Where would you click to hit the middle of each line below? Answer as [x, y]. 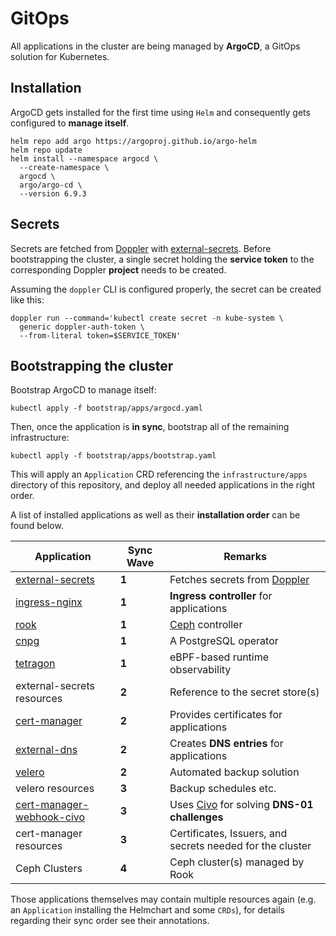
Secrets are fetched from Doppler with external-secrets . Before [141, 248]
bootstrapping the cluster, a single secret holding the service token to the [162, 259]
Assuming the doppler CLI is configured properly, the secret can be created [166, 289]
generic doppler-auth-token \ [82, 327]
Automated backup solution [234, 772]
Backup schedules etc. [223, 789]
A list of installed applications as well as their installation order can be [155, 515]
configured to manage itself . [70, 123]
